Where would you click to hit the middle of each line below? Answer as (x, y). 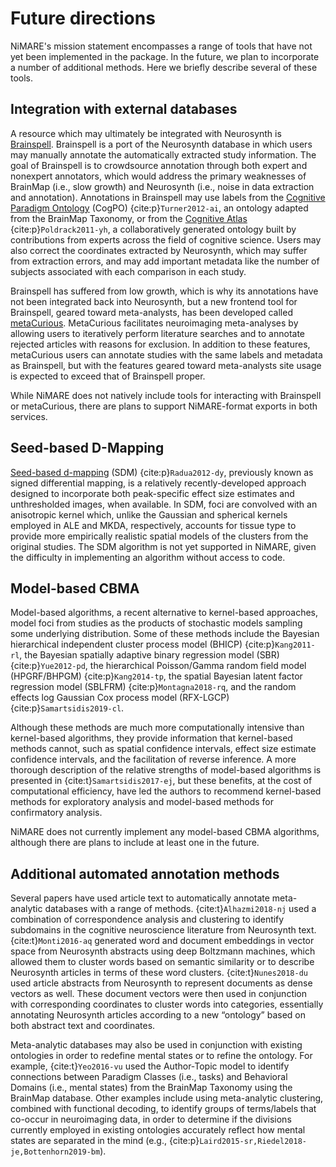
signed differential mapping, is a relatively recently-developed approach (158, 483)
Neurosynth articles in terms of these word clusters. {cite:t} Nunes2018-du (159, 973)
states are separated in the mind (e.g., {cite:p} (105, 1141)
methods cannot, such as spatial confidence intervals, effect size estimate (163, 749)
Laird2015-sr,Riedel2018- (253, 1142)
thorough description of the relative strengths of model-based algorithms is (166, 770)
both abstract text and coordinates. (83, 1026)
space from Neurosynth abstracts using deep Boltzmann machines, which (163, 951)
